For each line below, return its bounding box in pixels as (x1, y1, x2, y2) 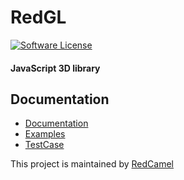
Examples (24, 128, 66, 140)
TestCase (24, 139, 65, 151)
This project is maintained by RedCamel (10, 158, 175, 170)
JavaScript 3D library (10, 62, 101, 74)
